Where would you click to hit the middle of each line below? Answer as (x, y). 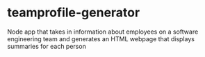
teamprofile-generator (74, 13)
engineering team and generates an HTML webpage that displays (101, 38)
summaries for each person (47, 46)
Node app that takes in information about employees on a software (103, 32)
